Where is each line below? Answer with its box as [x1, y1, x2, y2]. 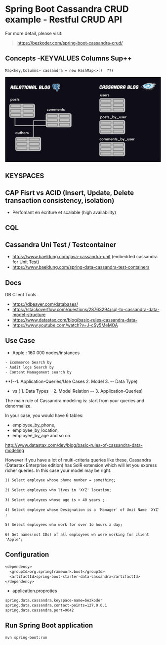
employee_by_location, [12, 427, 59, 433]
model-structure [12, 312, 46, 318]
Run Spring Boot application [5, 621, 93, 630]
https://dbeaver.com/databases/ [12, 301, 78, 307]
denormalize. [5, 403, 32, 409]
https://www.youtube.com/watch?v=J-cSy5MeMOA [12, 322, 118, 328]
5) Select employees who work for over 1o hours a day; [5, 522, 123, 527]
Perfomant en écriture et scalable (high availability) [12, 209, 117, 216]
